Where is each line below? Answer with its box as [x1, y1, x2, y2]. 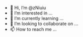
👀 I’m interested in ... [10, 10, 53, 16]
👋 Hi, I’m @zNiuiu [10, 5, 46, 10]
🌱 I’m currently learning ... [10, 15, 64, 21]
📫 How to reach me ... [10, 26, 57, 32]
